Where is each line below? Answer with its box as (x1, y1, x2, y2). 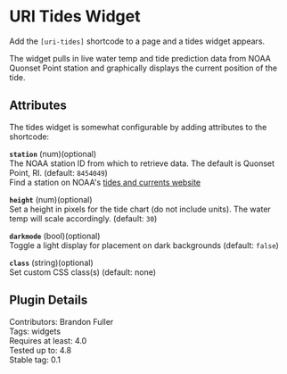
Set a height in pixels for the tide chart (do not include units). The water (9, 204, 272, 214)
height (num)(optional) (9, 194, 93, 204)
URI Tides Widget (9, 6, 141, 27)
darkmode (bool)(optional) (9, 230, 101, 241)
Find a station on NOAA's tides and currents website (9, 177, 201, 187)
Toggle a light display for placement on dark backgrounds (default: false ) (9, 239, 279, 251)
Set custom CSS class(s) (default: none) (9, 266, 157, 278)
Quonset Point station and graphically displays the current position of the (9, 62, 278, 73)
